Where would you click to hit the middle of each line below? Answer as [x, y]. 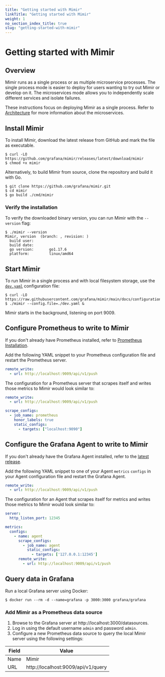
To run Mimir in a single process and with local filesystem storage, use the [80, 281]
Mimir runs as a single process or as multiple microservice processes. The [80, 82]
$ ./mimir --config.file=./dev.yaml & [45, 304]
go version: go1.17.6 [38, 250]
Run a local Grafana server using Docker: [47, 591]
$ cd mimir [16, 191]
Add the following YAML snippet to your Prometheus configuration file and [80, 355]
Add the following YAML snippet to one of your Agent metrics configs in [78, 471]
